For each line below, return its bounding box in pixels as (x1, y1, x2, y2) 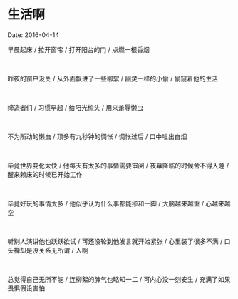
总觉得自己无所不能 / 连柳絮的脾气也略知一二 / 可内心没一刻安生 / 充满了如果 (7, 275, 231, 283)
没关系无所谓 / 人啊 (31, 245, 88, 254)
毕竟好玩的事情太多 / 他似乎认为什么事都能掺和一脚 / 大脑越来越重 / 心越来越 (7, 199, 231, 208)
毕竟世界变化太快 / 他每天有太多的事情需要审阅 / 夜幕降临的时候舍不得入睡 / (7, 161, 229, 170)
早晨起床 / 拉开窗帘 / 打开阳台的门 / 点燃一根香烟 (7, 45, 150, 54)
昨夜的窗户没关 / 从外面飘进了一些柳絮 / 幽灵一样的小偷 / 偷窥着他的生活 (7, 74, 219, 83)
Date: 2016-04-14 (7, 30, 59, 39)
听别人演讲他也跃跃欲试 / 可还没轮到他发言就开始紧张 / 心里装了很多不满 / (7, 237, 223, 245)
